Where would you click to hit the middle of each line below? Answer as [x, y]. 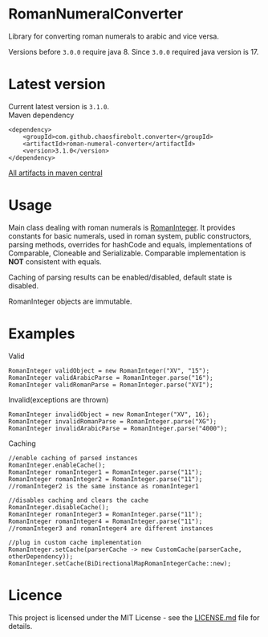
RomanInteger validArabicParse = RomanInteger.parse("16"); [111, 378]
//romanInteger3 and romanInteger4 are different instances [111, 528]
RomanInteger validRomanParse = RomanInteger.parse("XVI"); [111, 385]
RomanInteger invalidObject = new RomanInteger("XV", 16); [109, 414]
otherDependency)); [41, 556]
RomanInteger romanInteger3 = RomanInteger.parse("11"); [106, 514]
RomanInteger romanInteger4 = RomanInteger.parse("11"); [106, 521]
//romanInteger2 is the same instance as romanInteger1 [104, 486]
